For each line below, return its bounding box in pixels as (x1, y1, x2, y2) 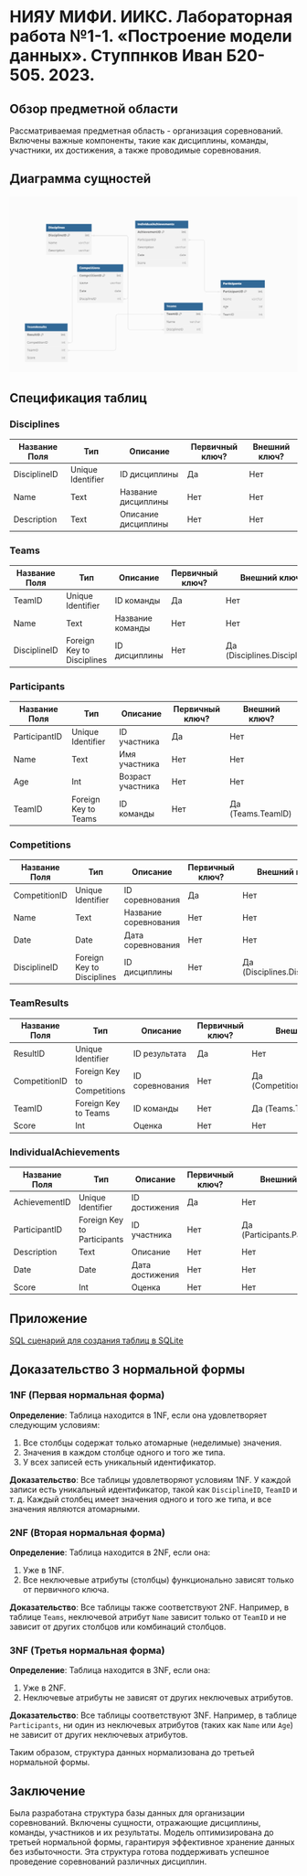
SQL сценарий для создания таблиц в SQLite (9, 1335, 185, 1346)
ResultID (13, 1049, 46, 1060)
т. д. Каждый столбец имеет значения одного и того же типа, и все (9, 1493, 272, 1505)
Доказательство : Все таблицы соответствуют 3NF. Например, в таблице (9, 1710, 297, 1721)
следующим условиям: (9, 1419, 101, 1430)
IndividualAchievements (9, 1146, 121, 1158)
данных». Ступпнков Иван (9, 46, 223, 66)
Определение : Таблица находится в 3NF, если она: (9, 1665, 211, 1676)
